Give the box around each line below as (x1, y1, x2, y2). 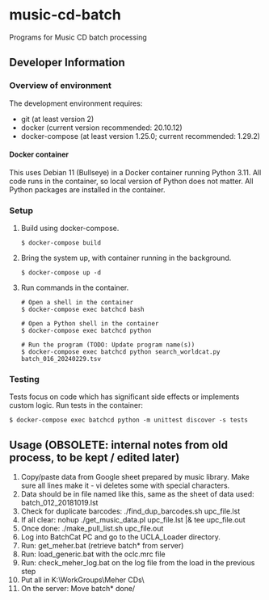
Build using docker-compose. (20, 224, 120, 233)
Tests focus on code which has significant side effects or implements (9, 392, 240, 401)
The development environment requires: (9, 99, 143, 108)
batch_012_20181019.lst (20, 498, 99, 508)
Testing (9, 374, 40, 385)
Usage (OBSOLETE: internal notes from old (9, 438, 229, 451)
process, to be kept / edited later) (9, 451, 180, 464)
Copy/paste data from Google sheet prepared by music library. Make (20, 472, 250, 482)
